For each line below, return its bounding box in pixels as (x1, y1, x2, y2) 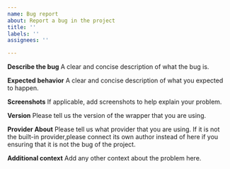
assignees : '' (7, 37, 50, 44)
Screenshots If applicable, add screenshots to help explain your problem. (7, 97, 222, 107)
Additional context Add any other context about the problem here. (7, 154, 202, 163)
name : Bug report (7, 10, 59, 18)
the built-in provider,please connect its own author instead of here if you (7, 133, 219, 141)
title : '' (7, 23, 37, 31)
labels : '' (7, 30, 40, 38)
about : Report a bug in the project (7, 17, 115, 24)
